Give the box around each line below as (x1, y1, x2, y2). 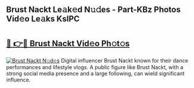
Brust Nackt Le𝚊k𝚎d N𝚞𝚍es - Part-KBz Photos (6, 5, 181, 15)
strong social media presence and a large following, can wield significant (6, 70, 185, 77)
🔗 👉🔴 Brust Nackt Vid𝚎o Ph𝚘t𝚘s (6, 38, 130, 48)
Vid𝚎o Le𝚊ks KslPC (6, 14, 80, 24)
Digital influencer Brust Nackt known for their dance (61, 57, 189, 64)
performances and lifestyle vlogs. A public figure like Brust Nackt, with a (6, 64, 183, 70)
